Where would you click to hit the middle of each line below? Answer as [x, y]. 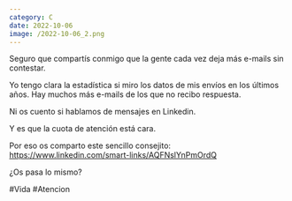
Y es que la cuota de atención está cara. [83, 129]
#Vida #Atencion [40, 190]
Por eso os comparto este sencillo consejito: [90, 145]
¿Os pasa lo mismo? [46, 172]
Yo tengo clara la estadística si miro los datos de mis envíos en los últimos [144, 86]
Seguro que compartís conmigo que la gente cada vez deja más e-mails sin [147, 59]
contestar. [27, 68]
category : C [31, 17]
